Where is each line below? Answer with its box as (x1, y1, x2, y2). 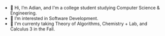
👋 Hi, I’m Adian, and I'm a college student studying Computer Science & (10, 5, 160, 10)
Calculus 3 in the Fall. (10, 26, 55, 32)
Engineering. (10, 10, 37, 16)
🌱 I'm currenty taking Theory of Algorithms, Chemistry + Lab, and (10, 20, 148, 26)
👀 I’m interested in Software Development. (10, 15, 98, 21)
